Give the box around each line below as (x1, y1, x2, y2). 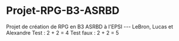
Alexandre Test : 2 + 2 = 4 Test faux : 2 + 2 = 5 (6, 29, 119, 36)
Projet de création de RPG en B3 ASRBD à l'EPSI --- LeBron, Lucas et (6, 23, 173, 30)
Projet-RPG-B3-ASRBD (6, 4, 120, 17)
